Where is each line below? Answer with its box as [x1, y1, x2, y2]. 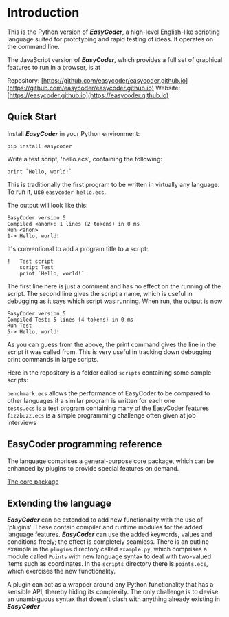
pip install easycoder [7, 143, 72, 150]
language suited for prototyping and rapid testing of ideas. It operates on [7, 35, 214, 43]
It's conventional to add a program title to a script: [7, 244, 149, 253]
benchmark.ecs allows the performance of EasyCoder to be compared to [7, 389, 210, 398]
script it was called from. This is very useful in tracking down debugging [7, 347, 212, 356]
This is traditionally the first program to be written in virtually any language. [7, 180, 220, 188]
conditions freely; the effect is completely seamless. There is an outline [7, 538, 210, 546]
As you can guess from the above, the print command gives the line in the [7, 340, 217, 349]
